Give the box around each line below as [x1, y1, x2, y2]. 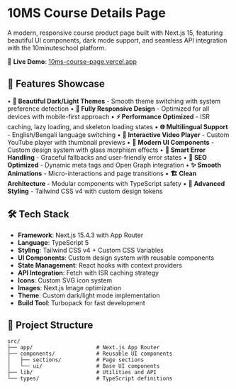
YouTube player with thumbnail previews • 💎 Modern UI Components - [7, 138, 215, 146]
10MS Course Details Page [7, 5, 167, 21]
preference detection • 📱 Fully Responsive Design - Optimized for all [7, 104, 210, 113]
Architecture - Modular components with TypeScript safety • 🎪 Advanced [7, 179, 225, 187]
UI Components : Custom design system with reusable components [17, 253, 215, 262]
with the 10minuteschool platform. [7, 43, 106, 52]
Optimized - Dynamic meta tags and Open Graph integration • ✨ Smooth [7, 160, 222, 169]
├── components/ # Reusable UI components [7, 350, 173, 358]
